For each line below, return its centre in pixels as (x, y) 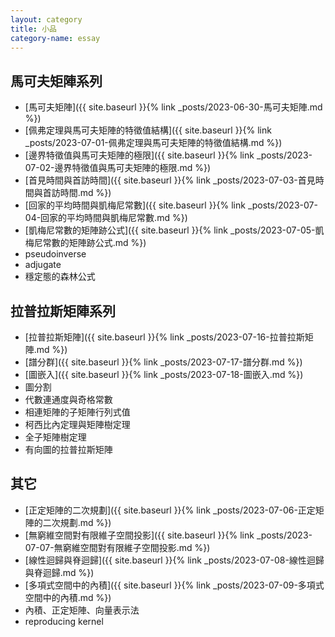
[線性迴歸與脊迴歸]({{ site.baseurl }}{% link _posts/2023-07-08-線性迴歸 (174, 560)
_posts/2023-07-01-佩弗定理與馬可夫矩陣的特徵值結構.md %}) (153, 143)
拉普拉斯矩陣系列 (63, 311)
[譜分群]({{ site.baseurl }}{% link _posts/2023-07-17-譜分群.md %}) (163, 362)
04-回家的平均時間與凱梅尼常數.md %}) (106, 218)
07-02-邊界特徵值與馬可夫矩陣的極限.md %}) (118, 168)
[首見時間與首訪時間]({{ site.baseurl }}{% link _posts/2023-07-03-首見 (170, 180)
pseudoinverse (55, 254)
